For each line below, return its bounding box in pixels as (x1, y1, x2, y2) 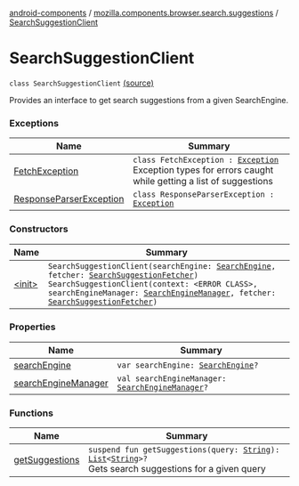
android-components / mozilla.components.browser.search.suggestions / (9, 8, 279, 18)
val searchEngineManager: (117, 373, 227, 384)
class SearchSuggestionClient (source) (9, 77, 154, 88)
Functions (9, 407, 53, 419)
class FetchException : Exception (133, 155, 279, 166)
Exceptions (9, 117, 60, 129)
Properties (9, 320, 56, 333)
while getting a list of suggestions (133, 175, 273, 188)
